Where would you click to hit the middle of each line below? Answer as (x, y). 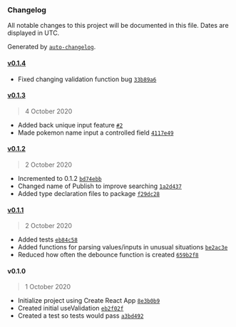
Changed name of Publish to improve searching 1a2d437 (99, 186)
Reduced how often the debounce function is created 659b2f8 (108, 255)
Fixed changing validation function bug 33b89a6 (87, 79)
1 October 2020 (48, 287)
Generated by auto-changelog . (52, 47)
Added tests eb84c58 (48, 239)
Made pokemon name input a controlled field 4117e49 (96, 133)
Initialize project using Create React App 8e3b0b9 (89, 301)
